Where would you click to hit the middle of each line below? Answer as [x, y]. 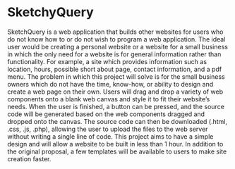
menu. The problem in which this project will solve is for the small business [116, 76]
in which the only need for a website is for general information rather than [114, 54]
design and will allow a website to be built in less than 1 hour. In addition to [115, 144]
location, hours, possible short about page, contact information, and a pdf [115, 69]
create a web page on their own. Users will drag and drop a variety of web [115, 92]
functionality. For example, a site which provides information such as [107, 61]
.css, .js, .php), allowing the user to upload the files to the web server [108, 129]
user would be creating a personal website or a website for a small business [117, 46]
